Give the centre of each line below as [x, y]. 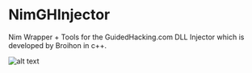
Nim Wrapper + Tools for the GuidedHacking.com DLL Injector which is [126, 37]
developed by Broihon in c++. [58, 45]
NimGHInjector [59, 15]
